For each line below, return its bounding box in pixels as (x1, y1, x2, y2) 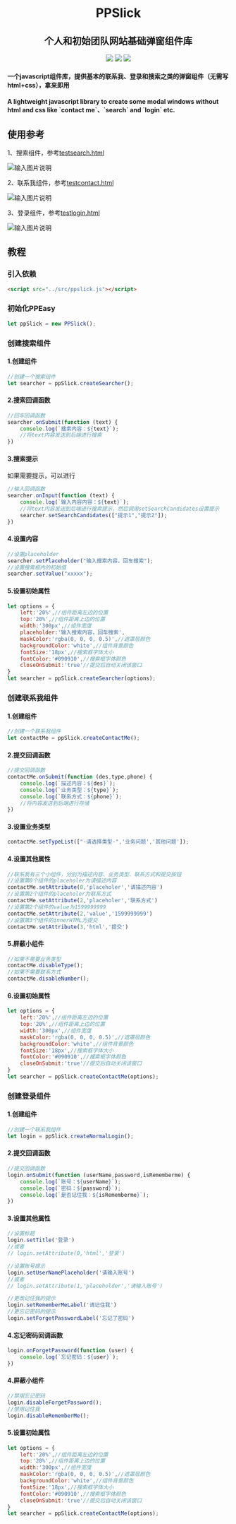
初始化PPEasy (7, 304, 56, 314)
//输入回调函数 (7, 485, 46, 492)
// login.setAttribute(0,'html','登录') (7, 1250, 125, 1257)
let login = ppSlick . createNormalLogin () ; (7, 1133, 134, 1140)
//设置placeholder (7, 550, 59, 557)
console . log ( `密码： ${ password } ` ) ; (20, 1185, 121, 1192)
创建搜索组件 (7, 338, 51, 348)
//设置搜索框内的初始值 (7, 564, 67, 571)
